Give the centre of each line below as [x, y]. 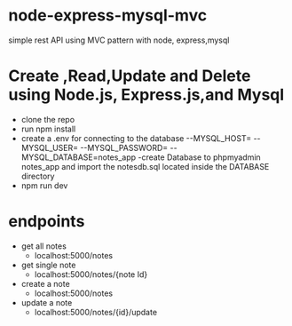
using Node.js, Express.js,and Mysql [146, 95]
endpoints [47, 222]
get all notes [44, 246]
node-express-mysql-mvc [108, 16]
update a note [47, 302]
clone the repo [48, 119]
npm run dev [44, 185]
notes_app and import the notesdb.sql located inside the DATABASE [145, 166]
